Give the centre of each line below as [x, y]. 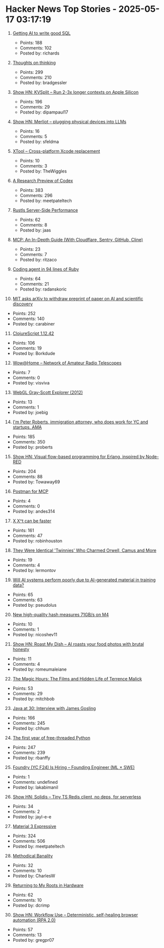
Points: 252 [24, 313]
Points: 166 [24, 718]
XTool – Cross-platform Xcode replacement [56, 151]
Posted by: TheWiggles [43, 171]
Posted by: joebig [30, 412]
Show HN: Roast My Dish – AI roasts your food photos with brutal [78, 644]
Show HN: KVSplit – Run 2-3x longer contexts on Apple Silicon [76, 92]
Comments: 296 [36, 195]
